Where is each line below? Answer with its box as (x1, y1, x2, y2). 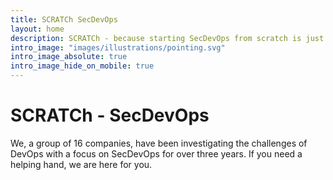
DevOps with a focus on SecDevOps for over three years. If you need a (10, 147, 303, 160)
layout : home (10, 24, 65, 34)
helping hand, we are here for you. (10, 158, 153, 170)
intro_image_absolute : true (10, 52, 128, 62)
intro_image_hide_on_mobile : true (10, 61, 155, 71)
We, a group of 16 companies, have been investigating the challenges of (10, 137, 308, 149)
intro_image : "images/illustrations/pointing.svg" (10, 42, 226, 53)
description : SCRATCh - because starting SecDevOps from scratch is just (10, 33, 325, 43)
